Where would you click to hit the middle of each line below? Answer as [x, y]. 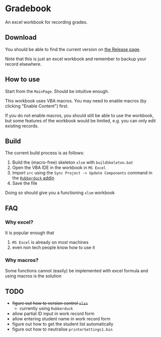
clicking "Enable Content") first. [37, 106]
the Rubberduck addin [33, 178]
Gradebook [28, 9]
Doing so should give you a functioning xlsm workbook [60, 193]
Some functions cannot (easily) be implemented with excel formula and [77, 271]
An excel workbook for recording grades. [46, 22]
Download [21, 37]
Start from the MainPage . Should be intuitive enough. [57, 91]
